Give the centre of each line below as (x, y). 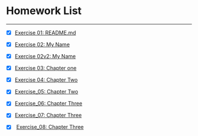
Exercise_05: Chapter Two (46, 92)
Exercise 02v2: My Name (45, 57)
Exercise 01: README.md (45, 32)
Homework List (44, 11)
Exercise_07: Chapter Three (48, 115)
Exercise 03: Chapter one (45, 68)
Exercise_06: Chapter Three (48, 104)
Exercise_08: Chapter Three (50, 127)
